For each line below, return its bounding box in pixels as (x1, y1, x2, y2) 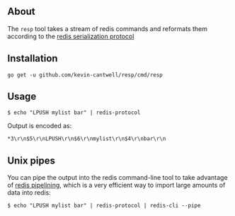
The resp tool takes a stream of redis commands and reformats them (7, 24, 207, 33)
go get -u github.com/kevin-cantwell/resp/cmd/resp (7, 71, 163, 79)
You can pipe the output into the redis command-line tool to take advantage (7, 174, 228, 182)
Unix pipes (7, 154, 55, 166)
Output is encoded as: (7, 122, 72, 130)
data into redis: (7, 188, 51, 197)
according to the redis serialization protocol (7, 32, 134, 40)
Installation (7, 52, 58, 64)
